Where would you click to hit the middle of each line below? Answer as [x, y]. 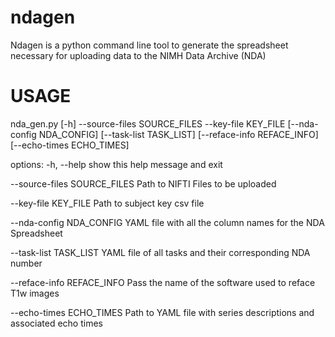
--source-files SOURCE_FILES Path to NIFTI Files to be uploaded [143, 183]
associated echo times [56, 323]
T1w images [35, 293]
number [26, 263]
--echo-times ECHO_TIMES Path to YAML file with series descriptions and [162, 312]
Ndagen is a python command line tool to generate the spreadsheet [149, 45]
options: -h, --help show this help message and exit [116, 164]
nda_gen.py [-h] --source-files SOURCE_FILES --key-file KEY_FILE [148, 123]
